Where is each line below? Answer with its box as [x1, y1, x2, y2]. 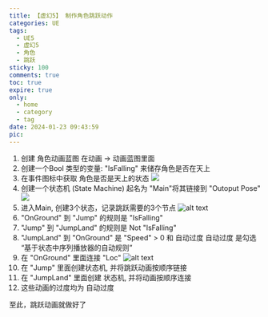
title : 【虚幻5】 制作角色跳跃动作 [9, 11, 114, 20]
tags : [9, 26, 27, 34]
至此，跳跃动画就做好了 [9, 299, 86, 309]
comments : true [9, 71, 60, 79]
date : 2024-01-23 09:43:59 [9, 123, 99, 131]
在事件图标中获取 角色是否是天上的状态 [20, 173, 150, 183]
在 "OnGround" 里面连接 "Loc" [20, 252, 122, 262]
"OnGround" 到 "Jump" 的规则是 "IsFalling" [20, 212, 163, 222]
